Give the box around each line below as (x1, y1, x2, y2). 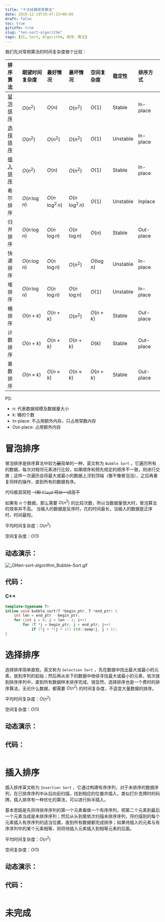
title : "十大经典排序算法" (5, 7, 55, 12)
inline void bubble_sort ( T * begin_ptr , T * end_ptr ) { (5, 608, 118, 613)
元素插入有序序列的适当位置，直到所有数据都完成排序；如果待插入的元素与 (5, 819, 156, 826)
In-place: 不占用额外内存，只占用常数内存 (12, 418, 97, 424)
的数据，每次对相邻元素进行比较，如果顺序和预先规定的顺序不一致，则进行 (5, 466, 156, 472)
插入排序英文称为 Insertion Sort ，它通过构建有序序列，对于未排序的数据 (5, 784, 155, 790)
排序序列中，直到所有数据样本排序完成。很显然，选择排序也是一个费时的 (9, 679, 156, 685)
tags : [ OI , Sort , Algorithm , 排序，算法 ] (5, 35, 87, 40)
